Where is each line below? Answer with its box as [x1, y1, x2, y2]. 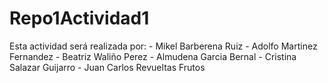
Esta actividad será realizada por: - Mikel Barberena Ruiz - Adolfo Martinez [9, 40, 318, 52]
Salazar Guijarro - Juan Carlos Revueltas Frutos [9, 61, 206, 73]
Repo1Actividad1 [9, 7, 150, 30]
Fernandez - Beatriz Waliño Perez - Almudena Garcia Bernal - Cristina [9, 50, 297, 62]
